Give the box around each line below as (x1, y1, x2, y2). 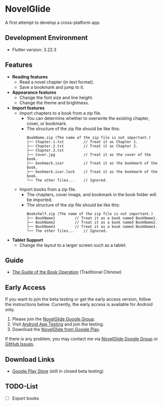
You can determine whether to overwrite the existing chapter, (26, 115, 150, 121)
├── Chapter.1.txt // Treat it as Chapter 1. (26, 139, 138, 144)
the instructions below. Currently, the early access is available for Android (5, 302, 153, 307)
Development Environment (5, 34, 88, 42)
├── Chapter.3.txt (26, 148, 64, 153)
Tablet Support (12, 237, 43, 243)
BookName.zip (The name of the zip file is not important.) (26, 135, 151, 140)
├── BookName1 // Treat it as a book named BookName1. (26, 216, 158, 221)
